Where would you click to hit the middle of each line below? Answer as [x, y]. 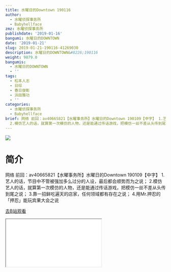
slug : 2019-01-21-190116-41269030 [42, 48]
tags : [11, 76]
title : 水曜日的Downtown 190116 [38, 10]
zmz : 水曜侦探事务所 [24, 29]
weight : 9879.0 [21, 57]
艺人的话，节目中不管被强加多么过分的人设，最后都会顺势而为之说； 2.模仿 [84, 181]
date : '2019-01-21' [26, 43]
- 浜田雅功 [20, 95]
